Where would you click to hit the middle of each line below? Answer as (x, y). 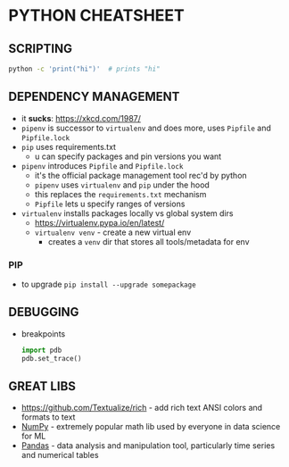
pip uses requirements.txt (69, 146)
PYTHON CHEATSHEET (96, 16)
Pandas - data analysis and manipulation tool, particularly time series (148, 446)
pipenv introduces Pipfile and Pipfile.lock (102, 165)
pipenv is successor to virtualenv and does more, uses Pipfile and (146, 128)
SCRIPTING (41, 49)
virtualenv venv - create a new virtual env (113, 232)
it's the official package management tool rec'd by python (140, 175)
